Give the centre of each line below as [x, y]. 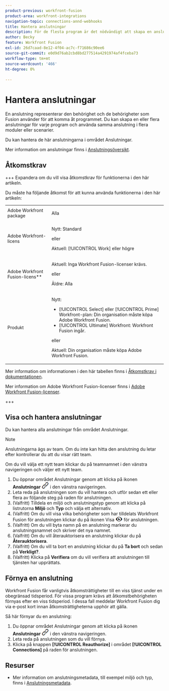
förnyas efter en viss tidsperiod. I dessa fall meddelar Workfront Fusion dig [82, 601]
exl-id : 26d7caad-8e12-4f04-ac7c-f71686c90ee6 [55, 48]
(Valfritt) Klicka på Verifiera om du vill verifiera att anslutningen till [81, 557]
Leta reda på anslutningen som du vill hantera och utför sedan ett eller [85, 492]
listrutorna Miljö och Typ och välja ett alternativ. [62, 508]
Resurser [20, 665]
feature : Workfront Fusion [33, 43]
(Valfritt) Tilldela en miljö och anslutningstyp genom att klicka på [79, 503]
